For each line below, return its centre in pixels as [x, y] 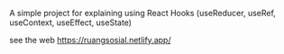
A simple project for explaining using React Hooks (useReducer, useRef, [143, 13]
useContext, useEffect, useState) [71, 22]
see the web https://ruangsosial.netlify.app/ [90, 40]
